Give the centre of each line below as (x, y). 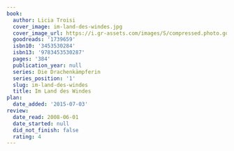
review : (18, 111)
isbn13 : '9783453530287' (49, 53)
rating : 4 (27, 136)
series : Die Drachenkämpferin (57, 72)
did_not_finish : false (46, 130)
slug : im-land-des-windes (51, 85)
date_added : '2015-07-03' (51, 104)
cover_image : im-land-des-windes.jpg (68, 26)
